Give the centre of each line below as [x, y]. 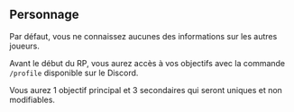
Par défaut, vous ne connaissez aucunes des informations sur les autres [143, 36]
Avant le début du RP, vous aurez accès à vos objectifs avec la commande [147, 63]
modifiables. [32, 99]
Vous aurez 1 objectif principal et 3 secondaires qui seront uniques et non [146, 90]
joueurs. [25, 46]
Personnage [44, 15]
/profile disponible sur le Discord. [74, 73]
